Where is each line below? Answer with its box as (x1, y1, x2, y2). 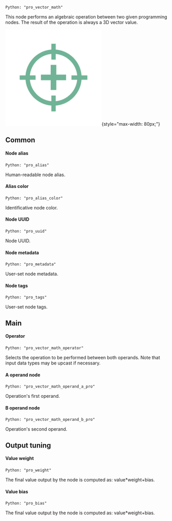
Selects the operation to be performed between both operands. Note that (5, 355, 160, 360)
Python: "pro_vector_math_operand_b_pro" (5, 417, 95, 422)
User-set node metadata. (5, 271, 59, 277)
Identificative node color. (5, 204, 58, 210)
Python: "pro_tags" (5, 295, 47, 300)
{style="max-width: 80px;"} (102, 121, 160, 127)
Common (5, 136, 35, 145)
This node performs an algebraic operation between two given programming (5, 14, 167, 20)
